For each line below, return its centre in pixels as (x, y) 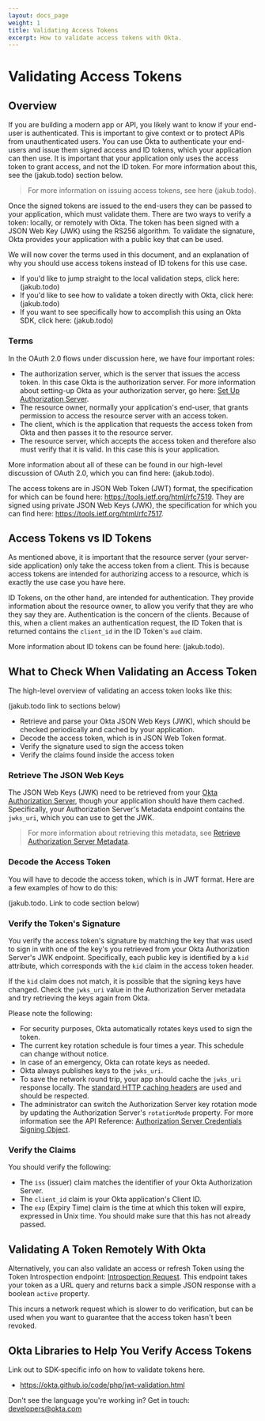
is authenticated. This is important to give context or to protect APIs (135, 133)
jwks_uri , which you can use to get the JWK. (81, 818)
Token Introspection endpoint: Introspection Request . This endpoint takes (128, 1277)
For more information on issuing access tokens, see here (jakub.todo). (142, 191)
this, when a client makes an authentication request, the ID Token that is (125, 623)
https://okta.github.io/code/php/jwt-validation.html (102, 1385)
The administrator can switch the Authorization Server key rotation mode (138, 1105)
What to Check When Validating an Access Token (132, 672)
